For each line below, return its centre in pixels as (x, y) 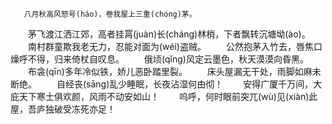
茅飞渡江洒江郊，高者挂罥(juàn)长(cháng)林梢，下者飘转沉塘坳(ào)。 (169, 34)
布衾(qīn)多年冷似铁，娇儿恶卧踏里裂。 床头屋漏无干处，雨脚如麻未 (174, 71)
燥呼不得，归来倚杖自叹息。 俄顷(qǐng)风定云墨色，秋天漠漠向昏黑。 (159, 59)
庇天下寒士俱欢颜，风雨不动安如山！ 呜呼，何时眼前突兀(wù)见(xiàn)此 (164, 96)
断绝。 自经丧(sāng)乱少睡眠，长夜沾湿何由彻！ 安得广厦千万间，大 (166, 84)
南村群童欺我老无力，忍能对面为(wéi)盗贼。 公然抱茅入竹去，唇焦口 (175, 46)
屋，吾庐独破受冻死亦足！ (63, 109)
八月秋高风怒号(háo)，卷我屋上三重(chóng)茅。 (110, 14)
